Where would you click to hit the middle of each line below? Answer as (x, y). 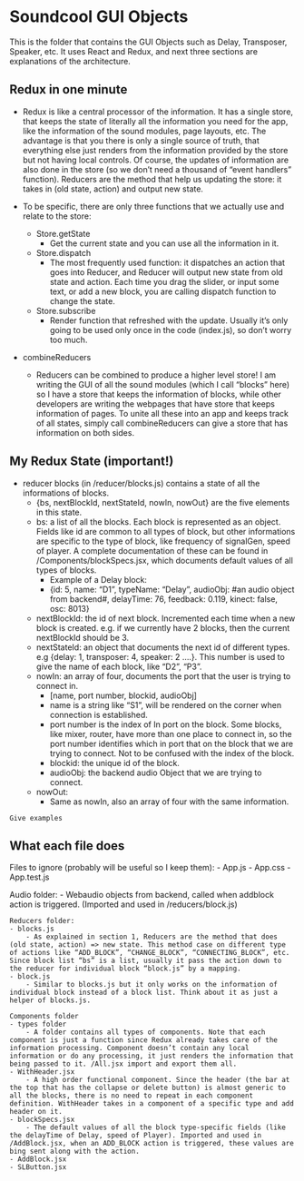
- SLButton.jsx (38, 1167)
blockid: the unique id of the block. (114, 763)
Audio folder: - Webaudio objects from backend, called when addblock (142, 895)
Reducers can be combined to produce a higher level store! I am (156, 375)
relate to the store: (57, 216)
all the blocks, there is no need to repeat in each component (132, 1096)
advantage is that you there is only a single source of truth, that (141, 140)
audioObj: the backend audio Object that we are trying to (156, 773)
